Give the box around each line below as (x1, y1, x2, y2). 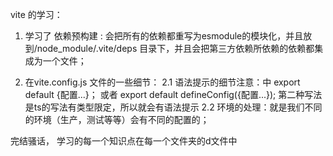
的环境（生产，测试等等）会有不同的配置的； (24, 114, 210, 125)
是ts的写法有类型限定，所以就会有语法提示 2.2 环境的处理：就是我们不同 (24, 101, 323, 113)
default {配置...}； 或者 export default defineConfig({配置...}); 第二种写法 (24, 89, 323, 100)
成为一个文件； (24, 55, 87, 67)
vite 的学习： (10, 9, 63, 20)
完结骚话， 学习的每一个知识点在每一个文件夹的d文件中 (10, 135, 238, 147)
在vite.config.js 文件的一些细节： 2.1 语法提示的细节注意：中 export (24, 76, 301, 88)
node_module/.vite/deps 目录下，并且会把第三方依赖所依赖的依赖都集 (36, 43, 324, 54)
